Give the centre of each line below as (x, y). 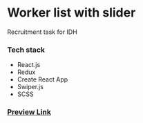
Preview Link (29, 112)
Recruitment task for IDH (42, 32)
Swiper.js (30, 87)
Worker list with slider (71, 13)
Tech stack (26, 50)
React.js (29, 65)
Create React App (42, 79)
